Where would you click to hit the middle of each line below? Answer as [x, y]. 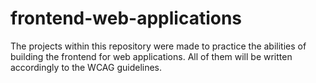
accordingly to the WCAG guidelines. [86, 67]
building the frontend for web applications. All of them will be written [151, 56]
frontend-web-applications [126, 18]
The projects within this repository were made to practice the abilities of [158, 46]
